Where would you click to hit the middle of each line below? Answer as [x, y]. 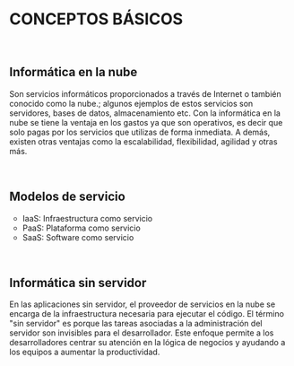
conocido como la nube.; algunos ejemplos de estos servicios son [131, 103]
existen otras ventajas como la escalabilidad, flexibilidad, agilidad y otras [143, 141]
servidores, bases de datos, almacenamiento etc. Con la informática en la [145, 113]
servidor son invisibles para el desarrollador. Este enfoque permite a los [142, 333]
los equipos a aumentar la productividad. [85, 352]
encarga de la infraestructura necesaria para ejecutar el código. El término [147, 314]
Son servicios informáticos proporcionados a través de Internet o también [145, 93]
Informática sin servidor [78, 283]
